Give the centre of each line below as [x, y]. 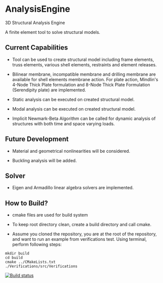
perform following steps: [37, 245]
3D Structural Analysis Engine [35, 23]
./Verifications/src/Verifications [41, 266]
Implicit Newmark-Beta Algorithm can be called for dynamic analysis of [84, 118]
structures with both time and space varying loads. [63, 123]
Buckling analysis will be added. [44, 160]
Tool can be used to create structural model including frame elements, [83, 59]
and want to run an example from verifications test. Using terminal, [79, 239]
